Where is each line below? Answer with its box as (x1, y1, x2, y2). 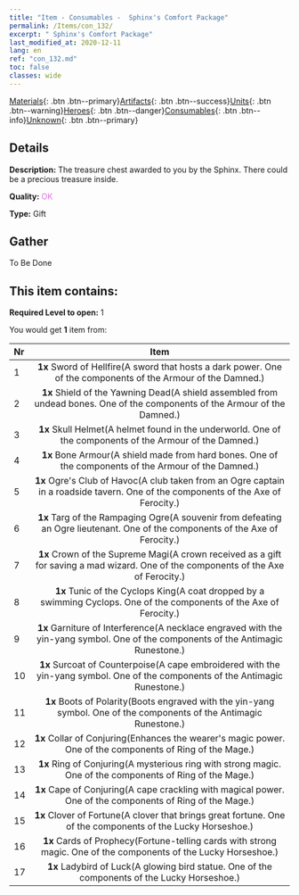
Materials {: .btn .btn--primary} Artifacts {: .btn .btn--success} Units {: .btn (9, 95, 271, 106)
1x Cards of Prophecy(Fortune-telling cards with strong (43, 835, 278, 848)
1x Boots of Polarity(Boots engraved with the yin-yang (44, 695, 275, 708)
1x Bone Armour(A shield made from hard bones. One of (41, 449, 279, 461)
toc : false (9, 63, 50, 72)
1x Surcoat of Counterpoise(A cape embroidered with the (39, 659, 280, 671)
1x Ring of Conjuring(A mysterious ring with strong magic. (38, 758, 282, 770)
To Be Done (9, 258, 53, 269)
